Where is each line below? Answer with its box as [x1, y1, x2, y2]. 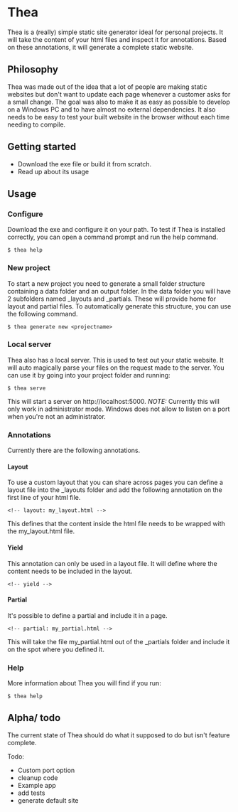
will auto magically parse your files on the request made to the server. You [7, 363, 225, 372]
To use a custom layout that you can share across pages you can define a [7, 478, 224, 487]
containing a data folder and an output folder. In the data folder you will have [7, 287, 231, 295]
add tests [17, 789, 45, 797]
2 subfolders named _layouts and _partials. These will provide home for [7, 294, 217, 303]
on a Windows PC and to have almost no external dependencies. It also [7, 105, 216, 114]
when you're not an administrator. [7, 412, 107, 420]
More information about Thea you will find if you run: [7, 679, 161, 688]
